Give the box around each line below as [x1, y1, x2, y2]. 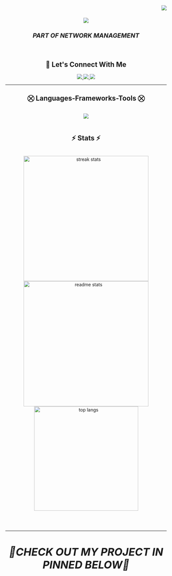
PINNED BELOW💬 [42, 558, 130, 572]
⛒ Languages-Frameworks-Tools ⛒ [27, 94, 145, 103]
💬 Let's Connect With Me [46, 60, 126, 69]
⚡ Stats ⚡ [71, 134, 101, 143]
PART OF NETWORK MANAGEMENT [32, 31, 140, 40]
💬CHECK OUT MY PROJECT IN [8, 545, 164, 559]
